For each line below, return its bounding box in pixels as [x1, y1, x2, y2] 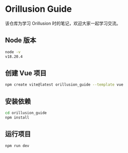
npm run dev [5, 143, 29, 148]
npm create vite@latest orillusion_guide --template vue [5, 82, 124, 87]
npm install [5, 115, 29, 120]
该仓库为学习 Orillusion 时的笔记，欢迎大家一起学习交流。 [5, 20, 121, 26]
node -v [5, 49, 21, 55]
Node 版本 [5, 36, 37, 45]
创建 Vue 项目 [5, 69, 47, 77]
